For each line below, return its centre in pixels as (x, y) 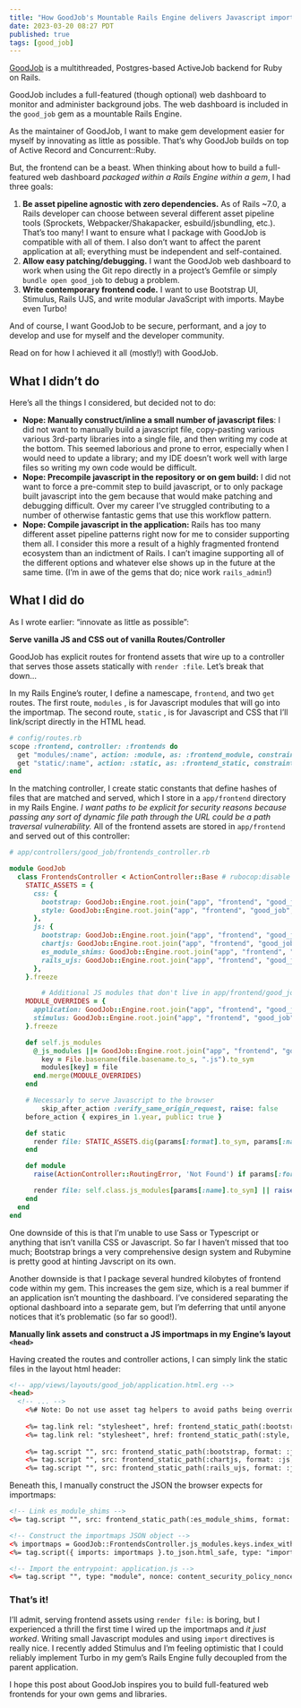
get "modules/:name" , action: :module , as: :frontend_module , (136, 755)
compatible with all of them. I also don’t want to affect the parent (142, 242)
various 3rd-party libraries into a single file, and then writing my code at (155, 439)
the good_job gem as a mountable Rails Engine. (95, 114)
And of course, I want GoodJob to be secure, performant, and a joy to (138, 326)
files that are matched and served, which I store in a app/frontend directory (148, 798)
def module (46, 1166)
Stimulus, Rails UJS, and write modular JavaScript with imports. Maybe (153, 299)
